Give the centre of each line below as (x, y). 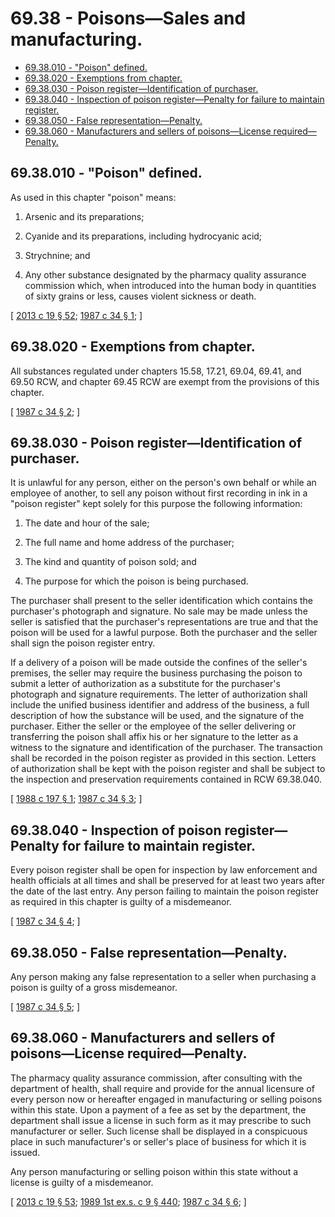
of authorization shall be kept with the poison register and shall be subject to (168, 769)
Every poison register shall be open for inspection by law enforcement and (164, 870)
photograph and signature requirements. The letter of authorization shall (159, 694)
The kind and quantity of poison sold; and (110, 562)
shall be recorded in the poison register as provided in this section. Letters (163, 758)
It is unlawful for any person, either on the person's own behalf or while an (163, 483)
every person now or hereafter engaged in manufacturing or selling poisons (166, 1099)
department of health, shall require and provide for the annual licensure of (162, 1088)
